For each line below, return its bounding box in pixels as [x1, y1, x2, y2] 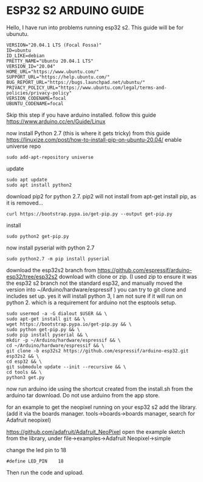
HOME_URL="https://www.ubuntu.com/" [6, 68, 99, 75]
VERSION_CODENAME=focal [6, 95, 67, 101]
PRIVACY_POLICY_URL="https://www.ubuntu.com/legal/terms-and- [6, 85, 167, 91]
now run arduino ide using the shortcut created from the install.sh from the [6, 385, 193, 393]
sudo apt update [6, 176, 47, 183]
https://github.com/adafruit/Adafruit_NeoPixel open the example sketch [6, 428, 185, 435]
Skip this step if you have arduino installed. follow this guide [6, 111, 156, 119]
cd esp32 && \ [6, 358, 43, 365]
